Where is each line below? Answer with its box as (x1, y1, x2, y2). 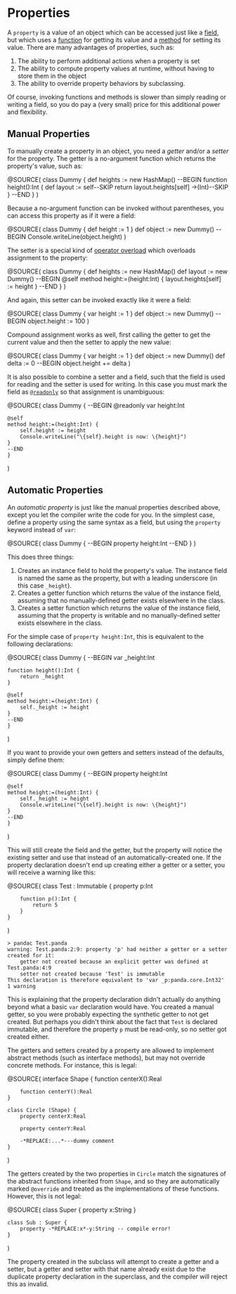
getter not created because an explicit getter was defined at (20, 958, 209, 965)
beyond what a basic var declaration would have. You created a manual (7, 1002, 214, 1011)
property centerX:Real (20, 1113, 86, 1120)
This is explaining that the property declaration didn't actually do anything (7, 995, 221, 1003)
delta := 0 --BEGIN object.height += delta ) (7, 358, 131, 367)
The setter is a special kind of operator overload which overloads (7, 246, 196, 254)
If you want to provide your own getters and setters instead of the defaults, (7, 748, 225, 756)
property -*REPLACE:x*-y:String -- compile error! (20, 1225, 171, 1232)
